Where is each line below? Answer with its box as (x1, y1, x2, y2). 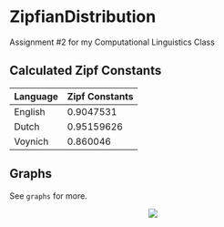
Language (14, 89, 59, 102)
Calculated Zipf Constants (9, 63, 162, 78)
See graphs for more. (9, 190, 88, 201)
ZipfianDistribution (9, 6, 157, 27)
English (14, 105, 46, 118)
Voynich (14, 135, 49, 148)
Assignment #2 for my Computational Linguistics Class (9, 36, 216, 47)
